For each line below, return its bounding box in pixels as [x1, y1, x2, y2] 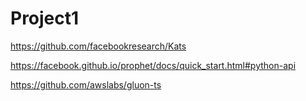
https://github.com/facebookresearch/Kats [10, 40, 187, 52]
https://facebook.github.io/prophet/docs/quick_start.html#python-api [10, 59, 297, 71]
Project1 [10, 7, 80, 30]
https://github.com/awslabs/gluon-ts [10, 78, 162, 91]
